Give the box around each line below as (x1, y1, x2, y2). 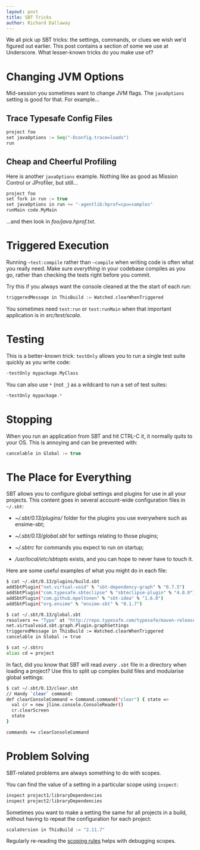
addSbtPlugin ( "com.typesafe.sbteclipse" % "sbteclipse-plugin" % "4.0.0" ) (6, 590, 196, 596)
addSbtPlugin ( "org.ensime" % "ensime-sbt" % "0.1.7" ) (6, 601, 143, 607)
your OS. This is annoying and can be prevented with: (6, 438, 138, 446)
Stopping (6, 413, 52, 426)
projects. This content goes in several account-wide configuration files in (6, 496, 186, 504)
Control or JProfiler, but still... (6, 179, 79, 186)
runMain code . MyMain (6, 207, 58, 213)
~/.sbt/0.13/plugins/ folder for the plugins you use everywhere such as (14, 514, 187, 521)
